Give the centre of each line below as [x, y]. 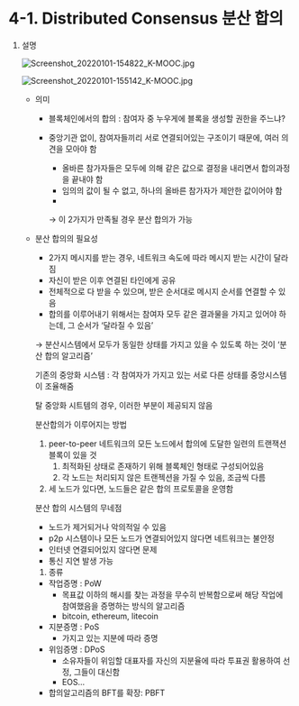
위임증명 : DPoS [77, 649]
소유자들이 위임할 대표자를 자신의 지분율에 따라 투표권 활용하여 [171, 660]
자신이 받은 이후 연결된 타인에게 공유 [112, 280]
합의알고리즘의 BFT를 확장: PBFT [107, 692]
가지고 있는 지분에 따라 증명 [110, 637]
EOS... [73, 682]
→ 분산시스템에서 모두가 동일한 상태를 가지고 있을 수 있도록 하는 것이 [155, 344]
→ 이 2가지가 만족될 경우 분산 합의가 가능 [120, 219]
